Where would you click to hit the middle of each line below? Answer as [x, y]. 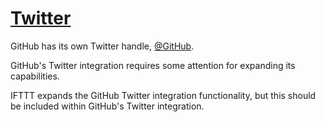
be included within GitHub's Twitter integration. [107, 106]
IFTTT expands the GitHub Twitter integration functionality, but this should [163, 95]
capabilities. [35, 76]
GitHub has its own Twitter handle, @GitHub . [102, 46]
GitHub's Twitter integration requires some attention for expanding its [153, 65]
